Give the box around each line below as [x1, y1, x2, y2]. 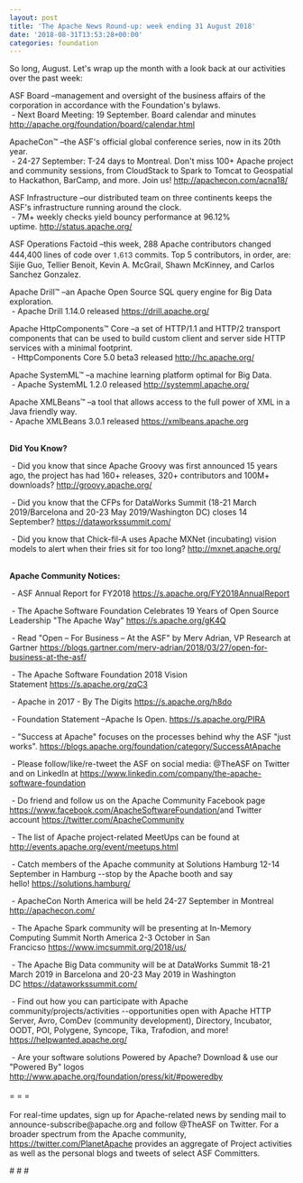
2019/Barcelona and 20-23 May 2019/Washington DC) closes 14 [9, 507, 248, 517]
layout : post [9, 13, 59, 23]
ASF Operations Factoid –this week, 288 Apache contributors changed [9, 238, 272, 249]
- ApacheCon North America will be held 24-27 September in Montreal [11, 896, 274, 907]
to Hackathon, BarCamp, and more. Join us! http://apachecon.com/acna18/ [9, 175, 289, 186]
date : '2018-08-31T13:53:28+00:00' [9, 30, 143, 39]
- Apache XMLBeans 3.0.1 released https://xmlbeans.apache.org [9, 416, 249, 427]
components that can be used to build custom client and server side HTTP [9, 333, 286, 344]
